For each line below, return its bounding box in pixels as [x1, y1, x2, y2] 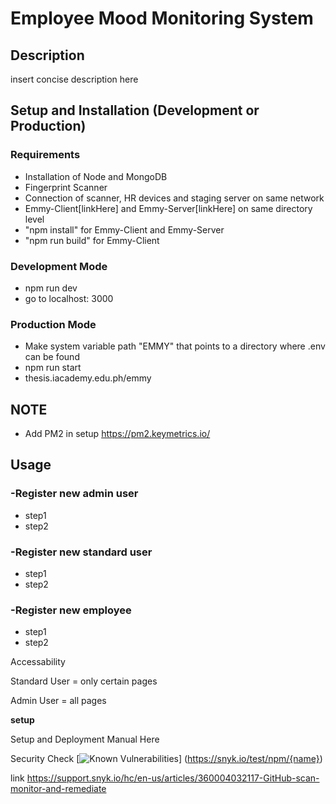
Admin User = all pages [10, 695, 107, 707]
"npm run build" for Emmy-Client [24, 234, 160, 246]
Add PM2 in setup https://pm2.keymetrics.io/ [24, 428, 211, 440]
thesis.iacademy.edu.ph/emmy [24, 372, 152, 384]
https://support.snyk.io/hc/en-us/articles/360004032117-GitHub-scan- [26, 772, 320, 784]
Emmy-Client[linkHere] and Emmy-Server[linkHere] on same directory [24, 202, 313, 214]
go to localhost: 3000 [24, 292, 114, 304]
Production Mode [10, 317, 97, 331]
